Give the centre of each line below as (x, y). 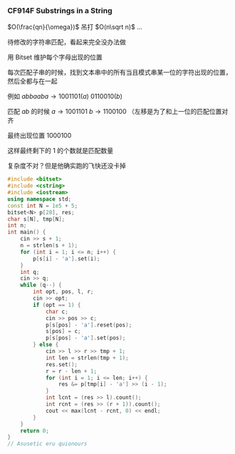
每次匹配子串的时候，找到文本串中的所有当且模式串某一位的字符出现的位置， (120, 73)
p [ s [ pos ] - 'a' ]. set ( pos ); (85, 338)
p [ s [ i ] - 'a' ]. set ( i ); (67, 258)
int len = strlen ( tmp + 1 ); (87, 358)
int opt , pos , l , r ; (63, 292)
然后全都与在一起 (32, 81)
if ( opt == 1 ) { (57, 305)
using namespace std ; (40, 199)
